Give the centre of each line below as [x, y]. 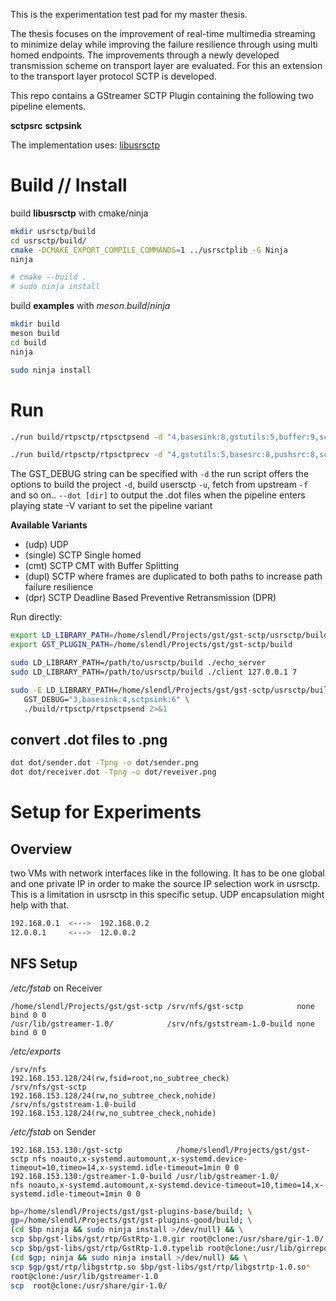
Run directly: [36, 617]
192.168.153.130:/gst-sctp [66, 1150]
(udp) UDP [46, 545]
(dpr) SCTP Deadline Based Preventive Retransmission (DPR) [150, 598]
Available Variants [49, 525]
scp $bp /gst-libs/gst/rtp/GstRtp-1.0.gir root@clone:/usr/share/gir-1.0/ [167, 1239]
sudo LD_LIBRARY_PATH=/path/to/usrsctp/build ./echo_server [138, 663]
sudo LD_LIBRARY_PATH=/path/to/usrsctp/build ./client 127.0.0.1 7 [154, 672]
